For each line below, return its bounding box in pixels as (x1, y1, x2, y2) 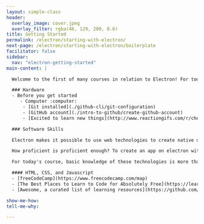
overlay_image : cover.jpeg (12, 20, 80, 26)
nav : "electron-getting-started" (12, 59, 97, 65)
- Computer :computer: (19, 98, 78, 105)
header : (6, 15, 26, 21)
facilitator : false (6, 48, 56, 54)
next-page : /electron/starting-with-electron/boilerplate (6, 43, 156, 49)
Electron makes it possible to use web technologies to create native (12, 137, 194, 143)
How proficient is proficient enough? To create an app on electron (12, 148, 189, 154)
